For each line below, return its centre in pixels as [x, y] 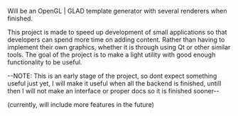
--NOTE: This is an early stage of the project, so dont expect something [112, 76]
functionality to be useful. [45, 62]
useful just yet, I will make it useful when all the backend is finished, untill [114, 83]
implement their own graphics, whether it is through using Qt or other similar [119, 47]
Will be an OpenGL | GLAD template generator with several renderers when [117, 11]
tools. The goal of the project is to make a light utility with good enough [112, 54]
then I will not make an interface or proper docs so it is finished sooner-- [113, 91]
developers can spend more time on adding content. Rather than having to [116, 40]
